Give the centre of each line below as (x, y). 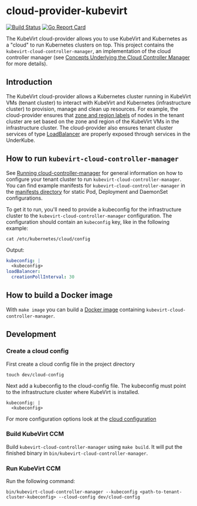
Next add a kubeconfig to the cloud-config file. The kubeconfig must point (96, 386)
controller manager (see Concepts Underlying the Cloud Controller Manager (98, 57)
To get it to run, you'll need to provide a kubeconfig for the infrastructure (94, 209)
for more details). (27, 64)
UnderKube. (21, 140)
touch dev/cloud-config (35, 375)
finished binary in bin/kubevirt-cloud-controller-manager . (77, 453)
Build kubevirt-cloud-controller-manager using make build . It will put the (94, 447)
